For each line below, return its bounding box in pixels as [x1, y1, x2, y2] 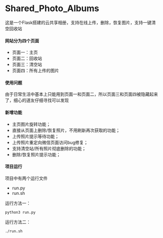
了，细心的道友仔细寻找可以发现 [5, 98, 69, 103]
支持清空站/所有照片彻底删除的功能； [12, 145, 86, 151]
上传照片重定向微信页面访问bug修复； [12, 139, 88, 145]
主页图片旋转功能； [12, 121, 51, 127]
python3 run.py [5, 210, 36, 215]
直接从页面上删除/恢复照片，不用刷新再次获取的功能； [12, 127, 120, 133]
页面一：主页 [12, 50, 38, 55]
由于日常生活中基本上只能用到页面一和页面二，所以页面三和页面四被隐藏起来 [5, 91, 158, 97]
